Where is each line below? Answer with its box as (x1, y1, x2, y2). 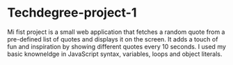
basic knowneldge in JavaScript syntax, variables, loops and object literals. (7, 50, 223, 58)
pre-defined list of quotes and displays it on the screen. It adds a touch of (7, 35, 218, 43)
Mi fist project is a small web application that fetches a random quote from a (7, 28, 225, 36)
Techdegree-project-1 (7, 5, 137, 21)
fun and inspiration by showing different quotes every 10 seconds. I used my (7, 42, 226, 50)
